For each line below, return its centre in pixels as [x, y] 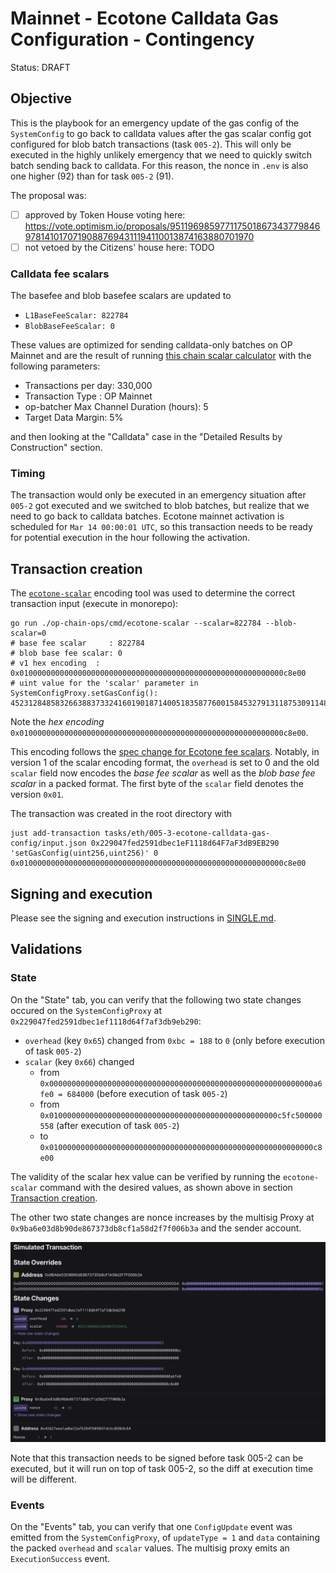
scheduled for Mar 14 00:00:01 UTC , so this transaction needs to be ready [161, 527]
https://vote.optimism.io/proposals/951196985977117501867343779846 [172, 226]
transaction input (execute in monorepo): [94, 604]
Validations [46, 949]
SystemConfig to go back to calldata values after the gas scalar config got [161, 133]
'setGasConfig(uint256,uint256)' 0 [84, 853]
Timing [28, 474]
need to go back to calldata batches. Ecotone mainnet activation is [147, 516]
